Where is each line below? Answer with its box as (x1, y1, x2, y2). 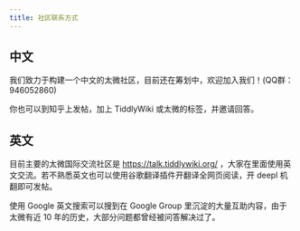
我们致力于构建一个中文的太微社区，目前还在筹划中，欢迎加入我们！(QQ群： (9, 74, 294, 86)
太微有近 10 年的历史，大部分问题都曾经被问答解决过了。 (9, 212, 220, 223)
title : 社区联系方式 (9, 13, 79, 23)
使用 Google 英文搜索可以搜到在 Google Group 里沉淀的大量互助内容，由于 (9, 200, 287, 211)
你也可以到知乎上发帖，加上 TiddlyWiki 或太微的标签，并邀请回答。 (9, 103, 259, 114)
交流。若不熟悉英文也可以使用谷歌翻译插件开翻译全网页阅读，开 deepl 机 (16, 169, 288, 181)
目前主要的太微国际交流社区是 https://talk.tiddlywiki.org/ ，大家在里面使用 (9, 159, 284, 169)
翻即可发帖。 (9, 181, 57, 192)
